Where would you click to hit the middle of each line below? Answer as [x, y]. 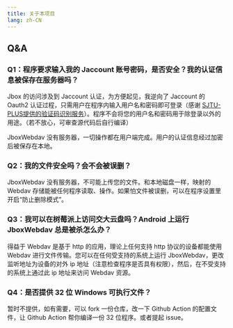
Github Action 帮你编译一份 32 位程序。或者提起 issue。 [107, 318]
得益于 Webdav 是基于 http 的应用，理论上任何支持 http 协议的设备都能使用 [115, 246]
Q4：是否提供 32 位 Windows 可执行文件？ [79, 292]
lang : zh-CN [24, 20]
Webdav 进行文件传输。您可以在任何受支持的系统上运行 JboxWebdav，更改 [115, 255]
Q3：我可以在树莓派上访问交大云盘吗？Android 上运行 [98, 219]
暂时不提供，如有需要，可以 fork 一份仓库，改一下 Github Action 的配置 [109, 309]
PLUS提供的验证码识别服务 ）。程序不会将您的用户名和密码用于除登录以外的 [114, 114]
